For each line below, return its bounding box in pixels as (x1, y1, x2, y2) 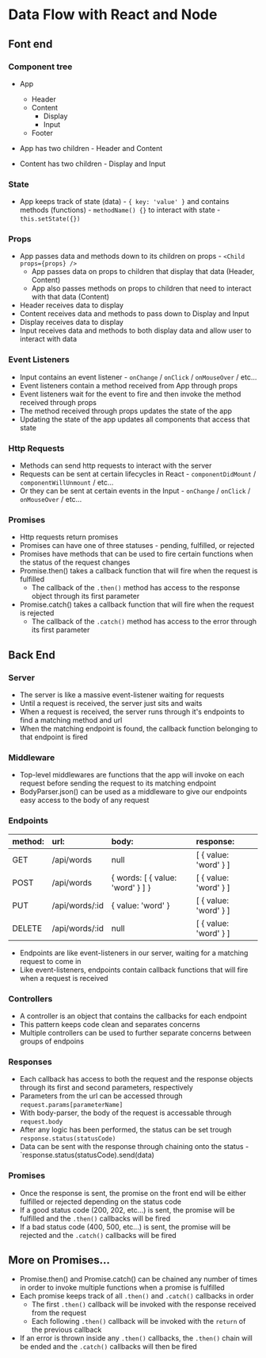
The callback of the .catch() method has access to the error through (31, 617, 257, 627)
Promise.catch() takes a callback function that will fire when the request (19, 600, 255, 609)
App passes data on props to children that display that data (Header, (31, 267, 255, 276)
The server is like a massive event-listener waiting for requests (19, 690, 225, 700)
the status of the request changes (19, 557, 131, 567)
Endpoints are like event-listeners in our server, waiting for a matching (19, 947, 249, 958)
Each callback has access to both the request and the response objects (19, 1074, 253, 1084)
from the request (31, 1308, 87, 1317)
